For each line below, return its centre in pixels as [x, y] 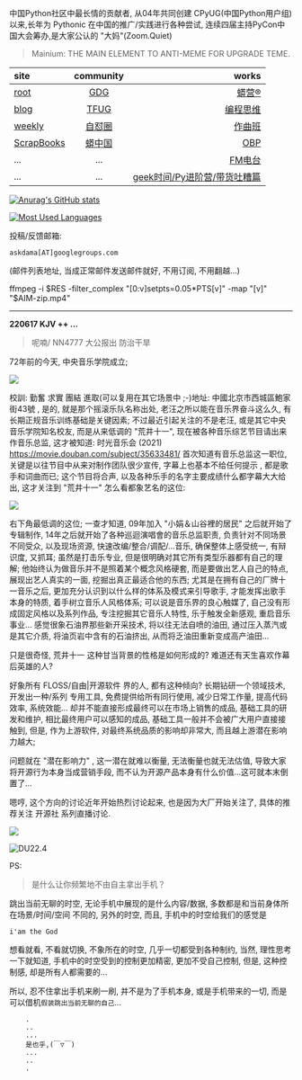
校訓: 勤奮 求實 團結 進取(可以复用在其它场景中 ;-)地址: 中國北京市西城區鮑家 [150, 397]
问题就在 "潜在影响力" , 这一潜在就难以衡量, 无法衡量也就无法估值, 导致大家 [148, 761]
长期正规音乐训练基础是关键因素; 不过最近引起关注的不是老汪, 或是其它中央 [148, 420]
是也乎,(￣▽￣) [50, 1045]
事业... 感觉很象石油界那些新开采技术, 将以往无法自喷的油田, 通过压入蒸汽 [144, 625]
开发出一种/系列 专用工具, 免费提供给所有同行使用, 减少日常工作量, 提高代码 [148, 696]
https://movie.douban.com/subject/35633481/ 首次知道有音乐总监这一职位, [148, 454]
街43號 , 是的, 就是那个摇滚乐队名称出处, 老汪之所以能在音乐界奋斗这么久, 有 [151, 409]
